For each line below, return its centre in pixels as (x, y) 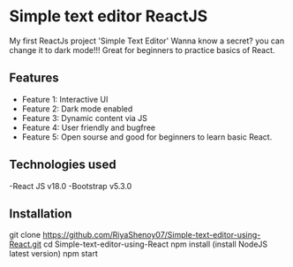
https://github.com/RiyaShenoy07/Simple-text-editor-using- (152, 235)
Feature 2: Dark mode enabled (77, 109)
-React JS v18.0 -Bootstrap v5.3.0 (71, 186)
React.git (26, 244)
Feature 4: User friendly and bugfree (89, 127)
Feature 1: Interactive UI (65, 99)
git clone (25, 235)
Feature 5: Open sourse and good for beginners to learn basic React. (147, 137)
